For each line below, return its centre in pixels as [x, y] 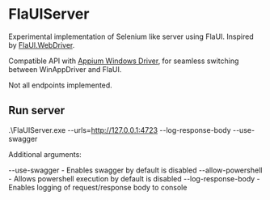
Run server [37, 111]
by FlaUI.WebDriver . [42, 45]
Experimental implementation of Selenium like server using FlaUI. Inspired [131, 36]
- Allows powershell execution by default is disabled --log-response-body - [134, 178]
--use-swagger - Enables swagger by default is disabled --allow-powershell [135, 170]
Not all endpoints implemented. [61, 85]
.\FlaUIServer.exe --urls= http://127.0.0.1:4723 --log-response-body [120, 130]
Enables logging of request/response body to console [98, 187]
